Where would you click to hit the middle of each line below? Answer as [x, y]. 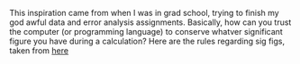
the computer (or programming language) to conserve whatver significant [146, 32]
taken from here [39, 51]
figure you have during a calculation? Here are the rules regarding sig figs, [147, 41]
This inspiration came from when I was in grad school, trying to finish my [144, 13]
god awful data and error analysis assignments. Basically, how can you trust [150, 22]
